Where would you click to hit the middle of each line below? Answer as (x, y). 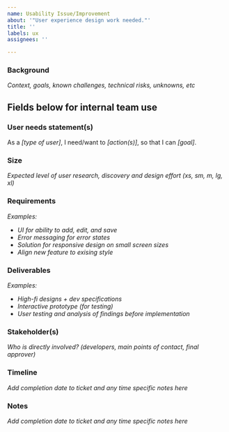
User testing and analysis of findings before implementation (103, 314)
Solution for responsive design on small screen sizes (93, 244)
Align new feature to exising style (65, 252)
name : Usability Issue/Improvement (59, 14)
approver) (22, 355)
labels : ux (23, 33)
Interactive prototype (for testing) (65, 306)
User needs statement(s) (50, 127)
